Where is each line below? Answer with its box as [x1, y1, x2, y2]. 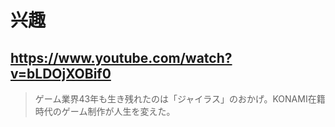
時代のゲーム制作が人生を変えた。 [34, 106, 176, 117]
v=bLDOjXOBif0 [10, 65, 112, 82]
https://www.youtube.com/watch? [10, 49, 233, 66]
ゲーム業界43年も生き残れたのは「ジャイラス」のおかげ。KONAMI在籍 [34, 93, 326, 105]
